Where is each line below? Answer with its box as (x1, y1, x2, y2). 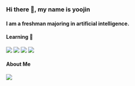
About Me (6, 61, 31, 68)
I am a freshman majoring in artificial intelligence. (6, 20, 130, 27)
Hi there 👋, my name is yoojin (6, 5, 90, 14)
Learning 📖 (6, 34, 33, 41)
